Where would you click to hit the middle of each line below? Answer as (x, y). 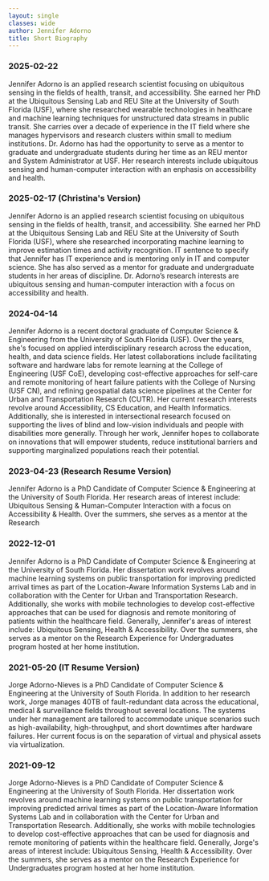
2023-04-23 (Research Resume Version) (90, 471)
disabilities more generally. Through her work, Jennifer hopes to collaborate (134, 434)
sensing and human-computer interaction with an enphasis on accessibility (132, 169)
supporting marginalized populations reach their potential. (104, 451)
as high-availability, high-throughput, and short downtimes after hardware (130, 728)
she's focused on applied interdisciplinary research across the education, (130, 348)
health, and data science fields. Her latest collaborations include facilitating (132, 357)
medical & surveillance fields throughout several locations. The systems (127, 711)
